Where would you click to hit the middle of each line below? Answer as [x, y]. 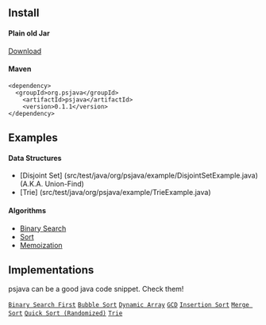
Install [24, 13]
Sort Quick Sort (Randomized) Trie [66, 314]
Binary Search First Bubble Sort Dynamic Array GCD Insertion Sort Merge [129, 305]
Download [25, 51]
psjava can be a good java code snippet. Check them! [96, 289]
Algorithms [27, 210]
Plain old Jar [29, 33]
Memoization [41, 245]
